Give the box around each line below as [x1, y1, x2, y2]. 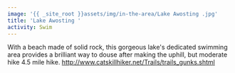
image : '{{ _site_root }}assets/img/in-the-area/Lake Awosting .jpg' [7, 10, 219, 18]
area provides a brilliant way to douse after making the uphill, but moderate [7, 50, 228, 59]
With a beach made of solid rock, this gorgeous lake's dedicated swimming [7, 43, 228, 52]
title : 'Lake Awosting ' [7, 17, 81, 24]
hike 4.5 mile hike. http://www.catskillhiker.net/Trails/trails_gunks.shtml [7, 58, 215, 67]
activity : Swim [7, 23, 53, 30]
